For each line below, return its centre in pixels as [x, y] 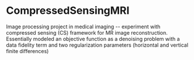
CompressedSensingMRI [68, 11]
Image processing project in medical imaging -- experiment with [83, 27]
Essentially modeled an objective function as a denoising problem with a [93, 39]
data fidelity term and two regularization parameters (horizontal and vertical [97, 45]
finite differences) [27, 51]
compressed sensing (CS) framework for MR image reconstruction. [87, 32]
